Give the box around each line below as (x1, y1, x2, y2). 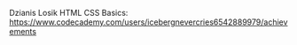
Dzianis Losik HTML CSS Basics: (9, 8, 129, 18)
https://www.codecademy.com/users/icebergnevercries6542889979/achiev (9, 17, 288, 27)
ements (9, 26, 37, 36)
